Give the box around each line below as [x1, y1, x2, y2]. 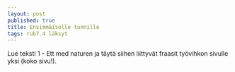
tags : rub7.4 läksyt [7, 30, 69, 37]
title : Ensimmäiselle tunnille [7, 23, 100, 30]
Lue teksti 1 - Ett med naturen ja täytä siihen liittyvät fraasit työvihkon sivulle [7, 49, 229, 58]
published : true [7, 17, 55, 24]
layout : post [7, 10, 46, 18]
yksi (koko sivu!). [7, 57, 57, 66]
